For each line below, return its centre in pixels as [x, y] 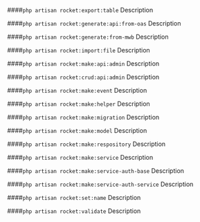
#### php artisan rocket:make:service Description [80, 157]
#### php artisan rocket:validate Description [74, 211]
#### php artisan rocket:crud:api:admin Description [83, 77]
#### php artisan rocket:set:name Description [74, 197]
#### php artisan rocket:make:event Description [77, 90]
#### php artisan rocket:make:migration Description [83, 117]
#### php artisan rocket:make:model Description [77, 130]
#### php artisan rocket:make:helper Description [79, 104]
